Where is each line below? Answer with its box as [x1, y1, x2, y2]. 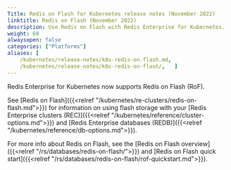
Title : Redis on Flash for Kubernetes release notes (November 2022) [7, 10, 216, 18]
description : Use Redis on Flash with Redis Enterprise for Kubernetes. [7, 23, 225, 30]
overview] [181, 139, 211, 148]
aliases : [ [7, 50, 39, 57]
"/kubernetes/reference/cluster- [111, 111, 204, 119]
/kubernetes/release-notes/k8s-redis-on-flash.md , [20, 56, 172, 63]
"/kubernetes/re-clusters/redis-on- [95, 96, 198, 104]
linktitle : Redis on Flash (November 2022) [7, 17, 137, 24]
